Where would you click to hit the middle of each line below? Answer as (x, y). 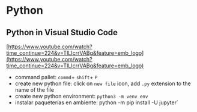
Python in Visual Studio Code (62, 32)
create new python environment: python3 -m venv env (81, 96)
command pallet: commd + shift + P (56, 77)
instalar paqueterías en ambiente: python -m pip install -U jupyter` (96, 102)
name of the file (34, 90)
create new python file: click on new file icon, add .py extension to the (103, 83)
